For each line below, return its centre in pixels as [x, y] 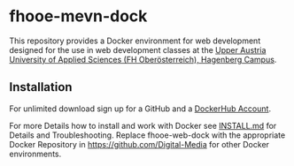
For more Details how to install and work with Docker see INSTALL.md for [143, 125]
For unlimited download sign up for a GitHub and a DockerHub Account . [140, 109]
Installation [41, 87]
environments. [35, 154]
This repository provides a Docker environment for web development [135, 41]
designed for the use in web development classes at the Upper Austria [138, 49]
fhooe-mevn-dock [78, 16]
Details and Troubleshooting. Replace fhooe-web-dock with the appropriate [147, 135]
